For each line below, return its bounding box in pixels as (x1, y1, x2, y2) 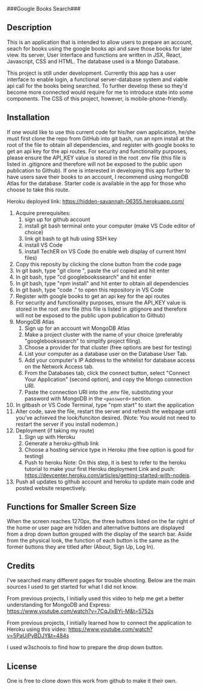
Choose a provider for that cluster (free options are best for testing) (24, 343, 192, 351)
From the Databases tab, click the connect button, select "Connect (24, 369, 190, 376)
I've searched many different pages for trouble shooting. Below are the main (7, 577, 196, 584)
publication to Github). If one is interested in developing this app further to (7, 167, 191, 174)
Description (7, 22, 52, 33)
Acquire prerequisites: (15, 209, 71, 216)
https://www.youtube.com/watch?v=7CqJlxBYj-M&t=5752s (7, 608, 154, 615)
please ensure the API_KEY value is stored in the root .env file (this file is (7, 154, 186, 161)
